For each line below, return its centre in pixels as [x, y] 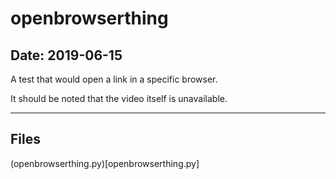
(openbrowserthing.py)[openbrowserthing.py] [105, 163]
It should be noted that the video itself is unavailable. [119, 98]
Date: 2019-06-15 [66, 55]
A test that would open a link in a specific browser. [114, 79]
